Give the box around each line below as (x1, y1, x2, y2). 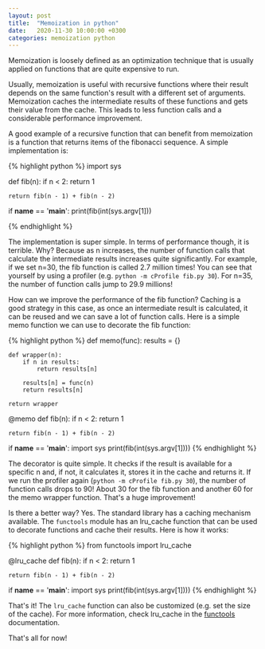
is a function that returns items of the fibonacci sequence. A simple (8, 137, 228, 147)
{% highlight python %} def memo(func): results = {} (8, 336, 181, 345)
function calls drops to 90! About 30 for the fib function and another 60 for (8, 484, 253, 494)
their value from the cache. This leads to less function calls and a (8, 105, 222, 115)
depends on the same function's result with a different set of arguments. (8, 88, 246, 98)
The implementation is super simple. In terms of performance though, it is (8, 237, 250, 247)
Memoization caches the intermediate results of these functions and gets (8, 96, 248, 106)
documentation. (8, 618, 60, 627)
